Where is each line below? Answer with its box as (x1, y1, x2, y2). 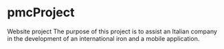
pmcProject (7, 5, 75, 20)
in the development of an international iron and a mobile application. (7, 34, 200, 42)
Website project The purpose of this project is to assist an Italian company (7, 27, 218, 35)
